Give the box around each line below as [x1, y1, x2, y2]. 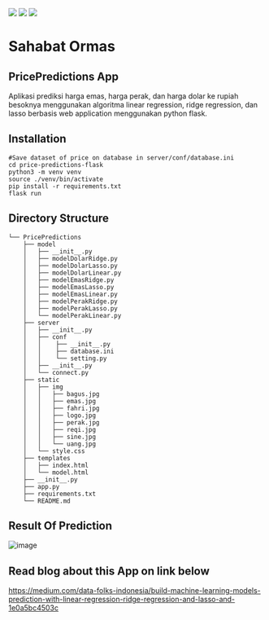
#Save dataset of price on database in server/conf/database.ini [8, 153, 234, 162]
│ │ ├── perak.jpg [23, 418, 100, 427]
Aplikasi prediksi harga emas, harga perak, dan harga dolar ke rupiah [8, 91, 239, 101]
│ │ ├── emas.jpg [23, 397, 96, 405]
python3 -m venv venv [8, 168, 82, 176]
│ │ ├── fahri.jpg [23, 404, 100, 412]
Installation [8, 132, 67, 146]
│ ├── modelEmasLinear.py [23, 290, 118, 298]
